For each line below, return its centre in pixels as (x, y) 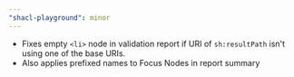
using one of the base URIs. (73, 53)
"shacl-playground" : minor (59, 18)
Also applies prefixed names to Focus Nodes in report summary (141, 63)
